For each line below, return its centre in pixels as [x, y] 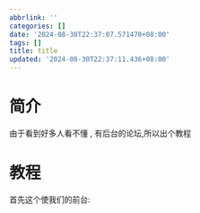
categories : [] [38, 26]
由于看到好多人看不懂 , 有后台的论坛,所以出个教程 [100, 133]
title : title [34, 51]
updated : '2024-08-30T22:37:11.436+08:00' [90, 59]
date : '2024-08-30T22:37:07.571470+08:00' [90, 34]
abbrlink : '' [34, 18]
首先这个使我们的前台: [50, 200]
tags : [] [26, 43]
